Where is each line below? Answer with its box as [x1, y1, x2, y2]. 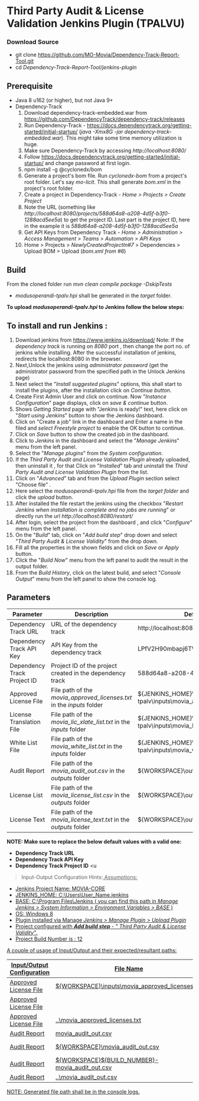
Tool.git [15, 57, 34, 65]
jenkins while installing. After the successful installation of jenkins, [15, 349, 177, 356]
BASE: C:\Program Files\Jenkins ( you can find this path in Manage [15, 897, 178, 904]
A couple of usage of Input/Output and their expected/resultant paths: [6, 947, 177, 954]
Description [74, 610, 109, 618]
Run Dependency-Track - [24, 122, 86, 129]
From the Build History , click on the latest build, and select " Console [15, 569, 181, 576]
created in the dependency [50, 669, 126, 677]
